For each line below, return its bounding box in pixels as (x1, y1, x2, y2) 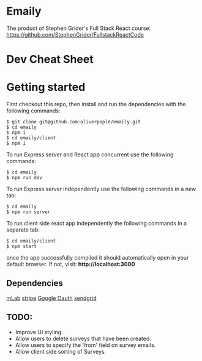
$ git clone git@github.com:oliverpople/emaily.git (6, 119, 141, 125)
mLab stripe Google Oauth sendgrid (6, 294, 97, 302)
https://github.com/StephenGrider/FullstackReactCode (6, 31, 144, 38)
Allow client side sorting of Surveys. (15, 348, 107, 355)
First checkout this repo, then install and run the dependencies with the (6, 101, 186, 108)
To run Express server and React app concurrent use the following (6, 151, 174, 158)
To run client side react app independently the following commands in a (6, 220, 187, 227)
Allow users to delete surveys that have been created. (15, 335, 152, 342)
